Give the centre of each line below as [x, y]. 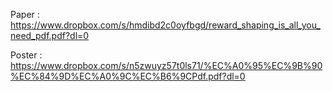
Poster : [26, 55]
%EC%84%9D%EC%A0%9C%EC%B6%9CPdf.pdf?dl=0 [128, 76]
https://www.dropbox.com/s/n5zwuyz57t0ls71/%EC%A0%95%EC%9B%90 [166, 65]
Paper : [25, 14]
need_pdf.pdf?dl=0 [50, 35]
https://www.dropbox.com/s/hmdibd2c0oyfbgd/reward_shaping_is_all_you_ [165, 25]
